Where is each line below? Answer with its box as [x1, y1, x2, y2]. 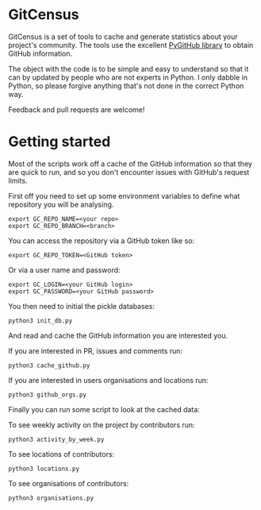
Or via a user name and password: [8, 265, 121, 275]
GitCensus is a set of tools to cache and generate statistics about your [8, 32, 238, 41]
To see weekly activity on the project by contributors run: [8, 419, 196, 430]
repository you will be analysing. [8, 199, 114, 209]
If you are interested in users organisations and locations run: [8, 375, 209, 384]
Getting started [8, 133, 111, 151]
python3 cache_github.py [8, 361, 90, 369]
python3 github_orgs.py [8, 391, 87, 399]
